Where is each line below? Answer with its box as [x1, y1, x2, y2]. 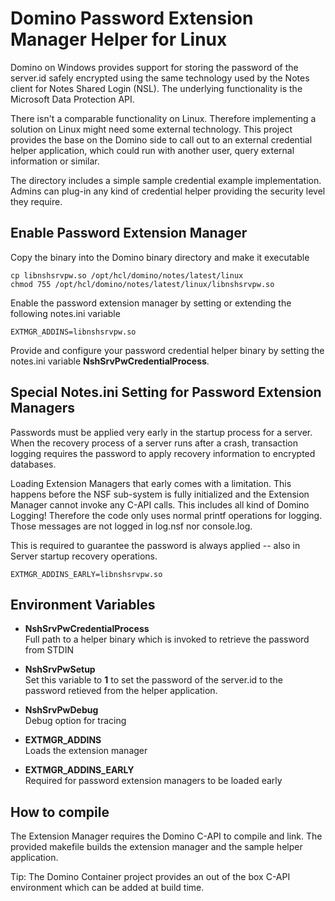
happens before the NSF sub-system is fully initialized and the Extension [10, 488, 310, 500]
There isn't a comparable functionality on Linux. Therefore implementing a [10, 112, 317, 124]
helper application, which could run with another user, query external [10, 144, 295, 156]
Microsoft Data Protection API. [10, 93, 135, 105]
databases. [10, 458, 57, 470]
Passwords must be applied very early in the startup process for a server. [10, 426, 313, 438]
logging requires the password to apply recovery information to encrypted [10, 447, 316, 459]
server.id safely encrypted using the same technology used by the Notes [10, 72, 310, 84]
